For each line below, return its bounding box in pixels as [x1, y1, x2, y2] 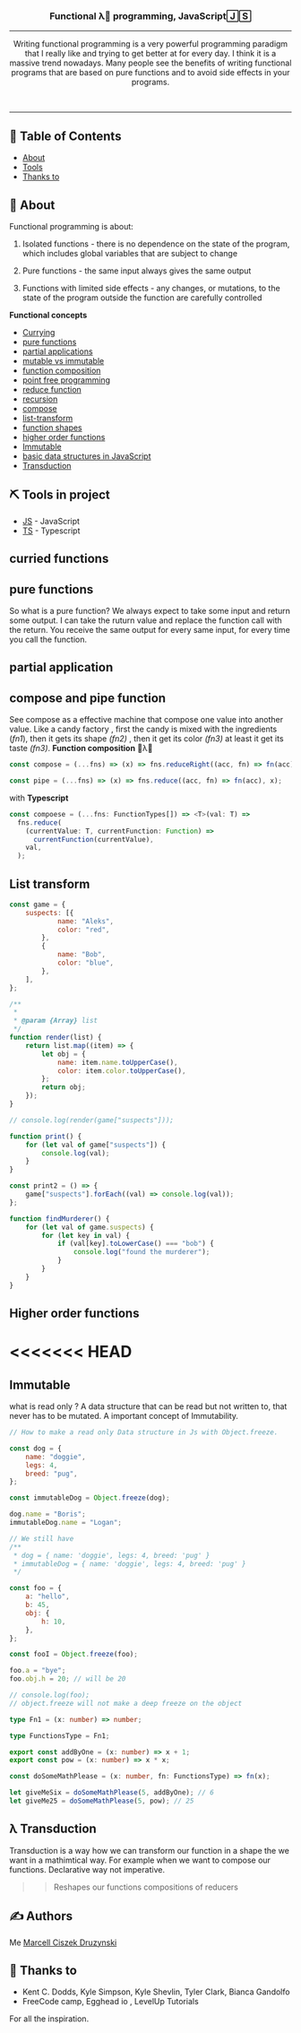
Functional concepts [9, 309, 88, 320]
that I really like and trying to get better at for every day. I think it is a [24, 48, 277, 59]
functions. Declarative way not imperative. [9, 1864, 166, 1874]
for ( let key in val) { [41, 1231, 130, 1240]
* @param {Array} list [13, 1016, 99, 1025]
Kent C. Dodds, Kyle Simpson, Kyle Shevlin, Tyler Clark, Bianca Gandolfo [21, 1986, 290, 1997]
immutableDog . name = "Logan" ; [9, 1518, 123, 1527]
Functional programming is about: [9, 221, 134, 231]
